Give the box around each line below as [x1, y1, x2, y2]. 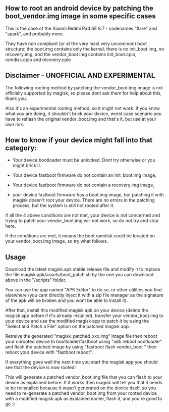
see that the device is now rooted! [5, 365, 76, 371]
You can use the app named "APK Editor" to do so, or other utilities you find [5, 287, 162, 293]
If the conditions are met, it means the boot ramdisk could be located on [5, 233, 155, 239]
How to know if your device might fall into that [5, 136, 153, 144]
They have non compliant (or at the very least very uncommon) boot [5, 40, 147, 46]
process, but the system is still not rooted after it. [12, 202, 115, 209]
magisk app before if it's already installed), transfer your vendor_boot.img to [5, 313, 164, 319]
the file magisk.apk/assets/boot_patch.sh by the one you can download [5, 272, 154, 278]
